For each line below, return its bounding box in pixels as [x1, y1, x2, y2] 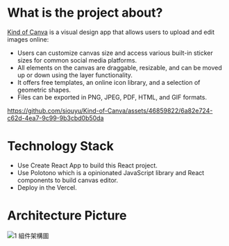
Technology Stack [7, 138, 114, 154]
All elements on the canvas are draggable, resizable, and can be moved [17, 63, 222, 72]
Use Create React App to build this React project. [17, 161, 158, 170]
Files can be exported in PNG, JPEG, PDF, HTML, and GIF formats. [17, 92, 207, 101]
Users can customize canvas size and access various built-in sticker [17, 49, 213, 57]
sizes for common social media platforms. [17, 56, 137, 64]
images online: [7, 35, 49, 43]
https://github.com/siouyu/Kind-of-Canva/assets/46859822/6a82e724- [7, 106, 213, 115]
